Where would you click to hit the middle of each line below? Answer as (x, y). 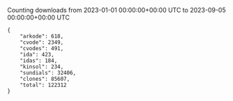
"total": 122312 (44, 85)
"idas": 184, (39, 61)
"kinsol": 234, (42, 67)
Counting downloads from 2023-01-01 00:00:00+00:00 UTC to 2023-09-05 (116, 10)
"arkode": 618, (42, 36)
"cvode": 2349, (42, 42)
